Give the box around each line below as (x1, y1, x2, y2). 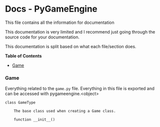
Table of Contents (5, 53, 42, 59)
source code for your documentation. (5, 34, 80, 40)
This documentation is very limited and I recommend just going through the (5, 29, 155, 35)
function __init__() (14, 117, 55, 122)
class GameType (5, 100, 36, 105)
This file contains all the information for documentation (5, 19, 115, 25)
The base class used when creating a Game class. (14, 109, 116, 114)
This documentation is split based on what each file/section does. (5, 43, 137, 49)
